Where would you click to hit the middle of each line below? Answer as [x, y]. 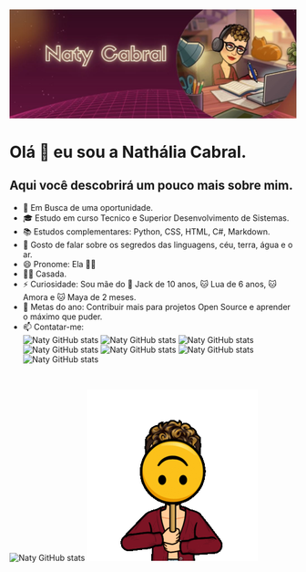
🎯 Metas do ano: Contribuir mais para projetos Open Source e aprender [157, 307]
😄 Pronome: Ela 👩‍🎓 [59, 264]
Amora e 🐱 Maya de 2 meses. [79, 296]
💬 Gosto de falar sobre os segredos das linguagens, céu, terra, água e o [158, 244]
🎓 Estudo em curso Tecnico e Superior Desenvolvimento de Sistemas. [156, 218]
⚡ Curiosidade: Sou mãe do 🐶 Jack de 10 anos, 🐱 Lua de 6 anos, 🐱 [150, 284]
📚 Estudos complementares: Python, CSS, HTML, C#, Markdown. [146, 231]
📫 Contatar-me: [53, 327]
